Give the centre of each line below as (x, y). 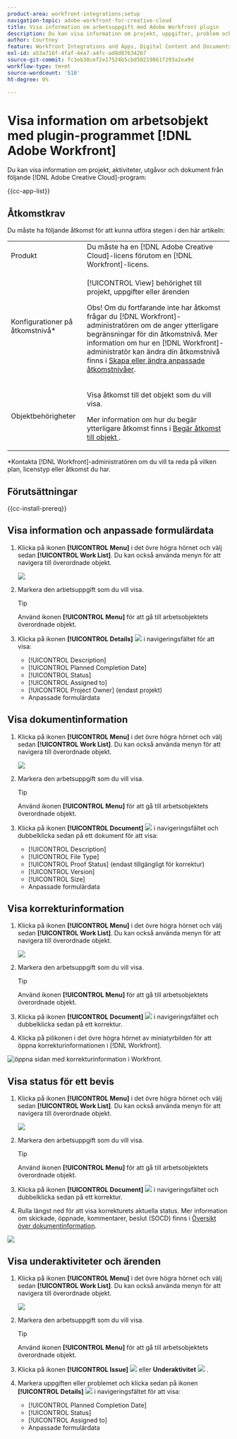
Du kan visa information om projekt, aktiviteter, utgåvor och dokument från (115, 170)
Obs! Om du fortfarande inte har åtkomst (154, 308)
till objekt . (104, 437)
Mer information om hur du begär (142, 420)
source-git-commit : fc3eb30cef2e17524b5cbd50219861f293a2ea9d (101, 60)
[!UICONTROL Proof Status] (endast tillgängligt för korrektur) (116, 864)
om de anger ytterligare (180, 325)
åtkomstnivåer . (111, 370)
